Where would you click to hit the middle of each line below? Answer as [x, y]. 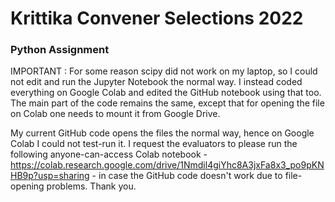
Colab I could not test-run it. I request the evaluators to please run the [154, 144]
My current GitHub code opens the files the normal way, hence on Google [162, 133]
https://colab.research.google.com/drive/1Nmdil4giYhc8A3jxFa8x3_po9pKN [167, 165]
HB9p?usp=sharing [50, 176]
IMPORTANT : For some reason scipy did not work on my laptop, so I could [164, 71]
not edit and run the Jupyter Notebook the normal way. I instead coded [156, 82]
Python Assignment [60, 50]
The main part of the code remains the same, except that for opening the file [167, 103]
